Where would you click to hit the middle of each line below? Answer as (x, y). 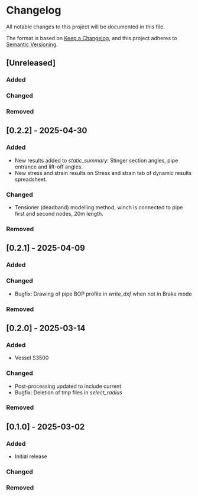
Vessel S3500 (32, 358)
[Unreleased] (31, 63)
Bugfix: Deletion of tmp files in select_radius (68, 392)
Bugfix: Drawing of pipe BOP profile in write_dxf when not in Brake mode (103, 294)
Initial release (31, 456)
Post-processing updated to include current (68, 386)
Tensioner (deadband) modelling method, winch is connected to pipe (99, 208)
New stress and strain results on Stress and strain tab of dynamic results (103, 173)
